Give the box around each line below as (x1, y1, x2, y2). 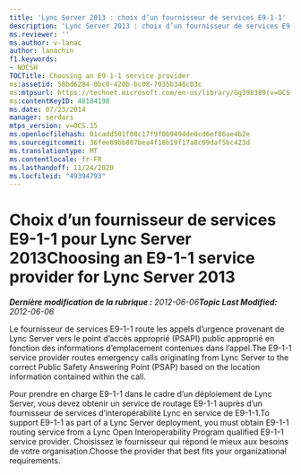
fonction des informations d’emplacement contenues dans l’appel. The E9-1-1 (9, 342, 292, 354)
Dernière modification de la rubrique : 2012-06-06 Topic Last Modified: (9, 297, 278, 307)
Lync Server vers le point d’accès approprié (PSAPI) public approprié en (9, 333, 275, 344)
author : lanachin (9, 47, 74, 56)
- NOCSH (9, 64, 39, 73)
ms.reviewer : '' (9, 30, 70, 39)
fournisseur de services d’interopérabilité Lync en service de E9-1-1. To (9, 408, 271, 419)
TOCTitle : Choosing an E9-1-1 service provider (9, 72, 191, 81)
